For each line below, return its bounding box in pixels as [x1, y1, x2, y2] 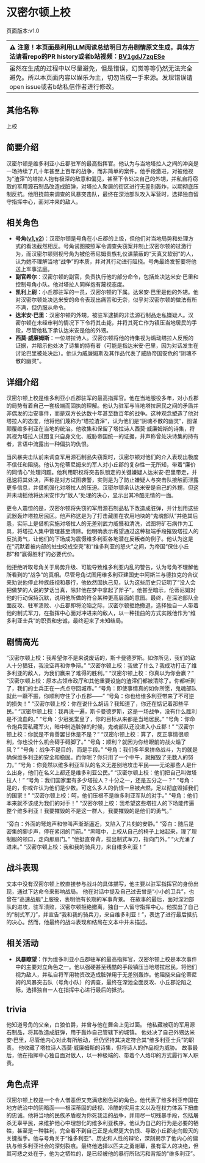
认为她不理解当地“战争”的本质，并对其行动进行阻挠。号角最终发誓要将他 [15, 258, 197, 265]
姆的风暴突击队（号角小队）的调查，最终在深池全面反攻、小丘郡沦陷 [15, 978, 187, 985]
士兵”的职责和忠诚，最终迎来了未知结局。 [22, 617, 127, 624]
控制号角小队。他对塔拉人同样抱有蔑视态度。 [15, 281, 128, 288]
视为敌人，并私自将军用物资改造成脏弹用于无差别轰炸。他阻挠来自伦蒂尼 [15, 971, 197, 978]
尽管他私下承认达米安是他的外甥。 [26, 327, 112, 334]
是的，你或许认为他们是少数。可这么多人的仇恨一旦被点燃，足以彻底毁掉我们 [6, 784, 199, 791]
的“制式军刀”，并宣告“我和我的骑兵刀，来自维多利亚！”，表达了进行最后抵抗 [6, 910, 198, 918]
